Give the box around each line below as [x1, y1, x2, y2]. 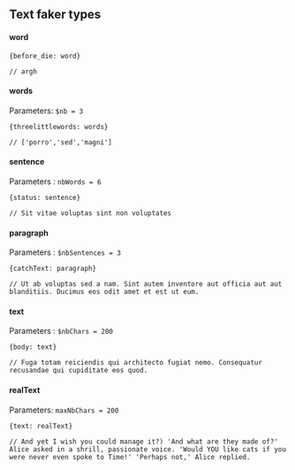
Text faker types [9, 7, 102, 22]
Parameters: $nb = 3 [9, 105, 84, 116]
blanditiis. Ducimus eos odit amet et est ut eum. [9, 288, 200, 297]
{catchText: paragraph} [9, 265, 97, 274]
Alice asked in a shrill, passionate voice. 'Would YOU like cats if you [9, 444, 287, 454]
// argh [9, 66, 38, 76]
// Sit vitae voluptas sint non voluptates [9, 209, 172, 218]
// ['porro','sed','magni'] [9, 137, 113, 147]
